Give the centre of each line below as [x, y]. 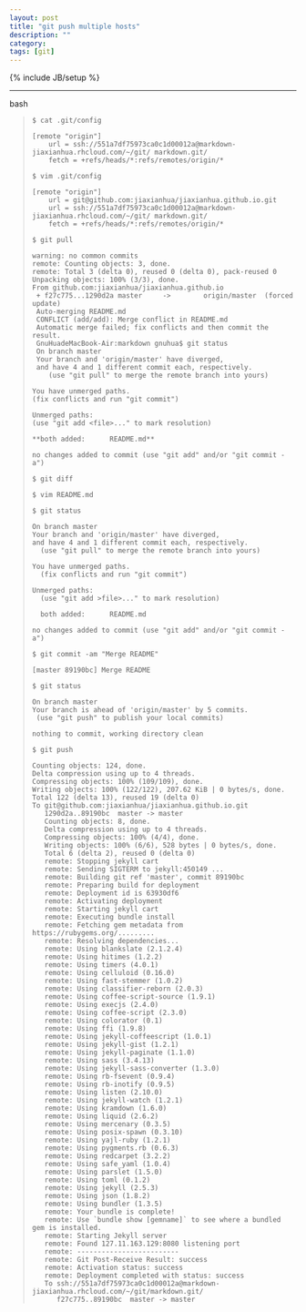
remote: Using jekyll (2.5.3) [102, 1188]
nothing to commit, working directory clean [117, 734]
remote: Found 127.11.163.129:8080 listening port [142, 1244]
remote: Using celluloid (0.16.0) [110, 973]
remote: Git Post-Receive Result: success [126, 1260]
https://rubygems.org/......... [93, 933]
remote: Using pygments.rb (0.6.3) [112, 1148]
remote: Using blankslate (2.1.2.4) [114, 949]
